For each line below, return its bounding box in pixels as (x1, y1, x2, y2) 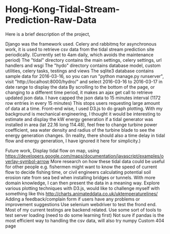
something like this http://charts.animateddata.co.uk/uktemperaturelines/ (5, 190, 158, 197)
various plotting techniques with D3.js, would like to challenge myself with (5, 185, 160, 191)
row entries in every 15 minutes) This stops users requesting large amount (5, 100, 160, 106)
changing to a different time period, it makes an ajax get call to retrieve (5, 89, 153, 95)
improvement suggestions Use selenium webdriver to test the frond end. (5, 201, 157, 207)
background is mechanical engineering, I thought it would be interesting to (5, 110, 161, 117)
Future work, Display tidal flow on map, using (5, 147, 100, 153)
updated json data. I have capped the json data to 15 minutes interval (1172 (5, 95, 161, 101)
